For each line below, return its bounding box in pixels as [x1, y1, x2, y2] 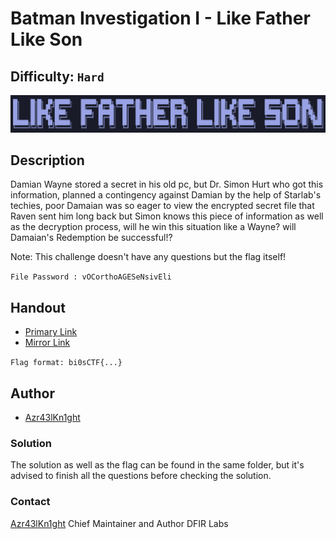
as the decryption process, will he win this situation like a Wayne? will [10, 221, 297, 233]
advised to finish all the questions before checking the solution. [10, 470, 272, 482]
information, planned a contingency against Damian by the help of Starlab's [10, 189, 322, 201]
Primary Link [24, 326, 78, 338]
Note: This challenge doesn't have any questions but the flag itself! [10, 251, 287, 263]
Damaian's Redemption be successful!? [10, 232, 173, 244]
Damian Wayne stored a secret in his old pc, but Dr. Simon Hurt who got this [10, 178, 324, 191]
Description [10, 152, 85, 169]
